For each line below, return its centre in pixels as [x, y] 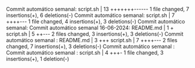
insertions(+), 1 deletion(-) [38, 59]
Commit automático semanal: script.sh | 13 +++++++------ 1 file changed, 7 [98, 9]
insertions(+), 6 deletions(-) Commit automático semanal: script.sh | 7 [90, 15]
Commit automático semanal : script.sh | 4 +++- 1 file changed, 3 [85, 52]
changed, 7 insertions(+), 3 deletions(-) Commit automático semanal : [90, 46]
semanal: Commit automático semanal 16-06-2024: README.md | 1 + [90, 28]
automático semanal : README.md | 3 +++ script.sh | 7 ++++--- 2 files [92, 40]
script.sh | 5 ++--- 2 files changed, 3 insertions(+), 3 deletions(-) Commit [95, 34]
